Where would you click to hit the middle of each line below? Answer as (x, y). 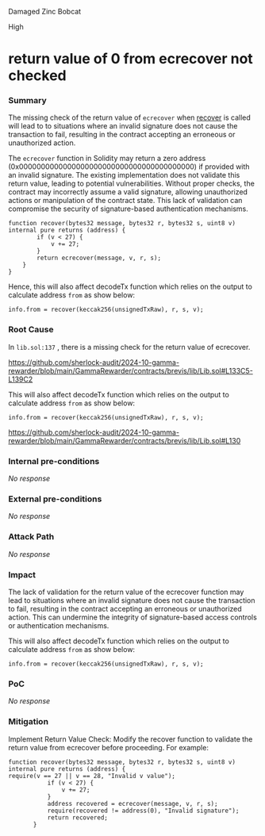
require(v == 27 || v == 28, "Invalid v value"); (92, 776)
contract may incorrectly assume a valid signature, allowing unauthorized (128, 192)
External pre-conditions (55, 499)
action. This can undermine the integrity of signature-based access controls (133, 617)
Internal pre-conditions (54, 461)
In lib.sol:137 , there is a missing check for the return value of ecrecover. (129, 347)
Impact (22, 574)
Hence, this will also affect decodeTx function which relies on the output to (130, 287)
